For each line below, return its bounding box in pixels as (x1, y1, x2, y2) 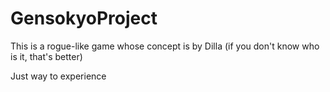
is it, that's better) (10, 50, 83, 62)
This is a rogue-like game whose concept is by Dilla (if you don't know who (10, 40, 320, 52)
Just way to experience (10, 70, 107, 82)
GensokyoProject (10, 7, 158, 30)
